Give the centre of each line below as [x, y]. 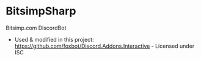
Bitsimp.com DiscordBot [36, 28]
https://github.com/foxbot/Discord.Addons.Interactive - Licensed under [104, 46]
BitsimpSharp [41, 11]
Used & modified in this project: [54, 39]
